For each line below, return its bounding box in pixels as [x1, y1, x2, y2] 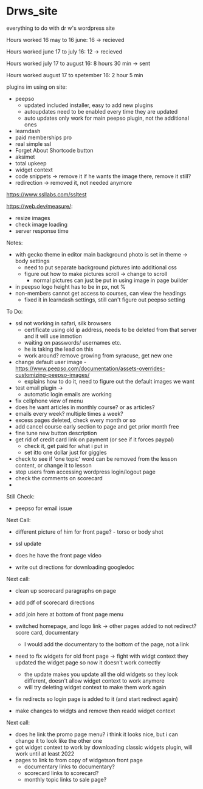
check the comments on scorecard [15, 474, 103, 481]
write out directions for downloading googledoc [15, 563, 135, 571]
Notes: [6, 239, 23, 246]
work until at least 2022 [15, 749, 75, 757]
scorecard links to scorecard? [24, 769, 99, 776]
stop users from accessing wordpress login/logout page [15, 468, 156, 475]
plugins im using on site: [6, 83, 67, 91]
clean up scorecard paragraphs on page [15, 587, 117, 594]
